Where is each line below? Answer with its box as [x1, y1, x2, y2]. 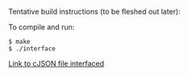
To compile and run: [8, 22, 75, 31]
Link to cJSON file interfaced [8, 59, 105, 68]
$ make [8, 38, 31, 46]
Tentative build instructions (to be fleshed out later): [8, 7, 181, 16]
